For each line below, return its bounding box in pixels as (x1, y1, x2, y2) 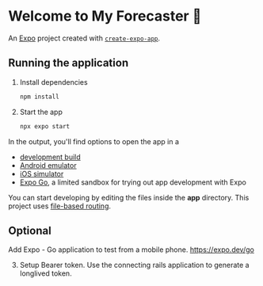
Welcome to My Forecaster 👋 (8, 7, 202, 25)
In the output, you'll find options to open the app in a (8, 136, 180, 146)
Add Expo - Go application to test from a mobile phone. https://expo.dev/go (8, 245, 255, 254)
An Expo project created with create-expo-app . (8, 33, 161, 43)
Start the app (19, 107, 63, 116)
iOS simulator (19, 169, 64, 178)
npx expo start (19, 122, 71, 130)
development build (19, 152, 81, 162)
